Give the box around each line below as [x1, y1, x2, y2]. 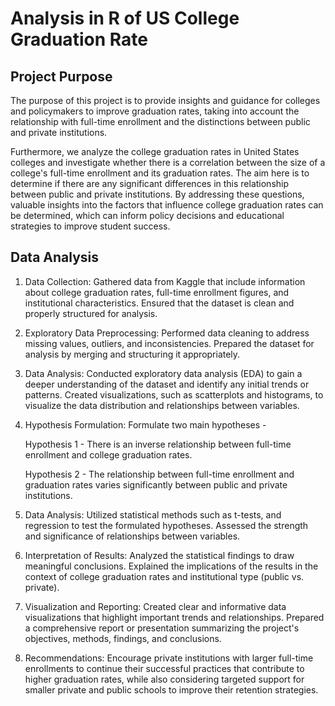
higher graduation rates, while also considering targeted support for [24, 673, 305, 685]
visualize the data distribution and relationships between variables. [24, 399, 300, 411]
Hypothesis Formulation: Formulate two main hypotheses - [24, 418, 267, 431]
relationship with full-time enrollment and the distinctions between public [10, 116, 311, 127]
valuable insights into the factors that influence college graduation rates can [10, 199, 324, 211]
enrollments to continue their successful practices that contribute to [24, 662, 305, 674]
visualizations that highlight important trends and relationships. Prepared [24, 611, 325, 623]
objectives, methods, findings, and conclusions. [24, 632, 222, 644]
